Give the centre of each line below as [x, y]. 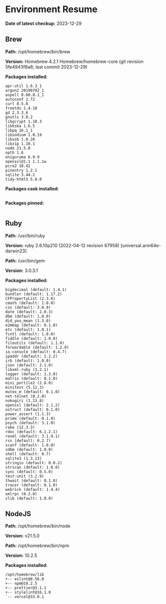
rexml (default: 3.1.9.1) [32, 436]
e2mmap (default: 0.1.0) [31, 325]
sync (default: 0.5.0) [29, 472]
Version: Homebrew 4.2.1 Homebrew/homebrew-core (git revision [74, 61]
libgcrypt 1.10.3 [24, 121]
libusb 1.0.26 [20, 139]
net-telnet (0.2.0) [26, 396]
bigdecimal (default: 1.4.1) [36, 290]
